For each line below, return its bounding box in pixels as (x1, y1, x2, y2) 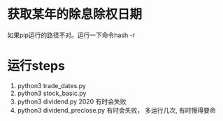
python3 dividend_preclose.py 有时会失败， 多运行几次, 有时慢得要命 (17, 106, 217, 114)
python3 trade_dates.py (17, 81, 86, 90)
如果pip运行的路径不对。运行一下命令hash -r (7, 31, 135, 39)
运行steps (7, 58, 65, 74)
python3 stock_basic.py (17, 89, 87, 97)
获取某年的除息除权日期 (7, 6, 143, 22)
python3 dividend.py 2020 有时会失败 (17, 97, 127, 106)
